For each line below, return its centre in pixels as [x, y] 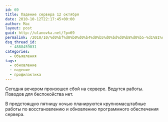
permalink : [16, 38]
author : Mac [17, 24]
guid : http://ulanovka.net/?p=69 [40, 33]
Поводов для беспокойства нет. [39, 94]
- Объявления [23, 56]
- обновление [23, 65]
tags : [11, 61]
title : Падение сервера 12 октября [42, 14]
